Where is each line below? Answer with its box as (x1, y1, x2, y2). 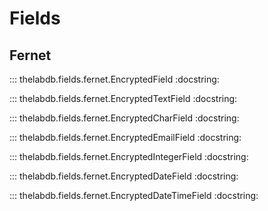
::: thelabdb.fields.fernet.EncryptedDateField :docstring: (9, 170, 239, 182)
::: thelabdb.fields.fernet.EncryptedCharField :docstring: (9, 112, 240, 124)
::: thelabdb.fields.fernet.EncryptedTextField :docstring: (9, 93, 238, 104)
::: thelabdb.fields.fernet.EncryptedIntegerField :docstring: (9, 151, 249, 162)
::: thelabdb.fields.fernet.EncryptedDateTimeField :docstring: (9, 190, 259, 201)
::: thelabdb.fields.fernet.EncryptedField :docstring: (9, 73, 220, 85)
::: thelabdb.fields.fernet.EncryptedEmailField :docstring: (9, 132, 242, 143)
